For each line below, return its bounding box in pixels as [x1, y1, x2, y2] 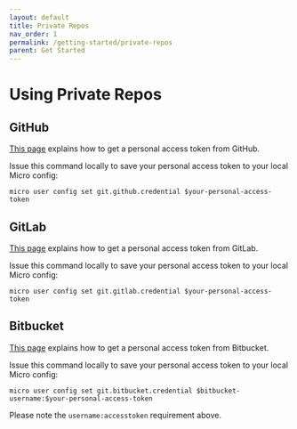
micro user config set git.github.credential [9, 188, 181, 197]
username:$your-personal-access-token [9, 393, 153, 403]
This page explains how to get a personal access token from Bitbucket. [9, 342, 269, 352]
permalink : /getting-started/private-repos [9, 37, 173, 47]
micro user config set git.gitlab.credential [9, 287, 181, 295]
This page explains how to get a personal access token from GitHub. [9, 143, 261, 154]
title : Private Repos [9, 21, 90, 30]
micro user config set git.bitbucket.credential [9, 386, 193, 395]
